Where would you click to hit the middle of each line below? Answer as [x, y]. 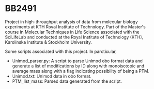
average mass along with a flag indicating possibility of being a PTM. [81, 71]
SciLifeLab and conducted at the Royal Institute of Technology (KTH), [74, 37]
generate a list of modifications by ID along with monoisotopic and [78, 66]
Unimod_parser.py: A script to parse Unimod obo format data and [77, 61]
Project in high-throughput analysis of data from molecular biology [71, 22]
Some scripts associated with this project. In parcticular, [61, 51]
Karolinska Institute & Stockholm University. [48, 42]
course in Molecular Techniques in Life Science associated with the [72, 32]
